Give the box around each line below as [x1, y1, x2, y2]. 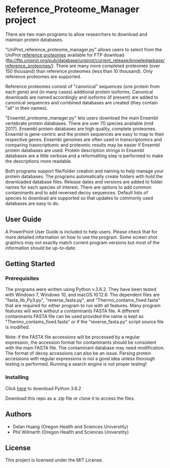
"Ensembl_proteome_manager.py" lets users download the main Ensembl [5, 114, 158, 121]
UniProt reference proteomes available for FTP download [5, 52, 124, 58]
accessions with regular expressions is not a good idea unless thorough [5, 356, 156, 362]
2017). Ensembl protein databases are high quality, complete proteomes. [5, 126, 157, 132]
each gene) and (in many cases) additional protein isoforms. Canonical [5, 89, 153, 95]
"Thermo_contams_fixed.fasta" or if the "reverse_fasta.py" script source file [5, 319, 164, 325]
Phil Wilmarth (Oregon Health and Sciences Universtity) [12, 429, 129, 435]
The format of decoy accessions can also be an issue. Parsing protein [5, 350, 151, 357]
